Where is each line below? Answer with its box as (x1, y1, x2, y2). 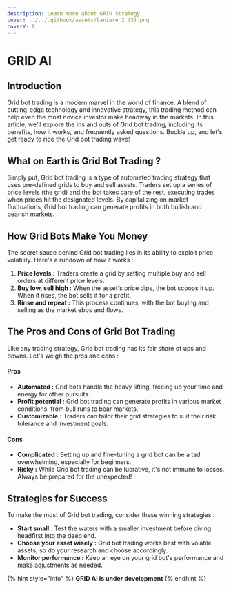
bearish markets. (7, 210, 55, 218)
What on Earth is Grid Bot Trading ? (7, 155, 161, 166)
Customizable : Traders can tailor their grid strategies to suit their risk (17, 412, 217, 421)
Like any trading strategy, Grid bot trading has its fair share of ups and (7, 344, 207, 352)
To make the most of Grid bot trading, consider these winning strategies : (7, 511, 215, 519)
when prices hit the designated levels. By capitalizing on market (7, 195, 188, 204)
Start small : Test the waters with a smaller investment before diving (17, 524, 212, 532)
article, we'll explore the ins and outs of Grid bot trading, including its (7, 120, 203, 128)
